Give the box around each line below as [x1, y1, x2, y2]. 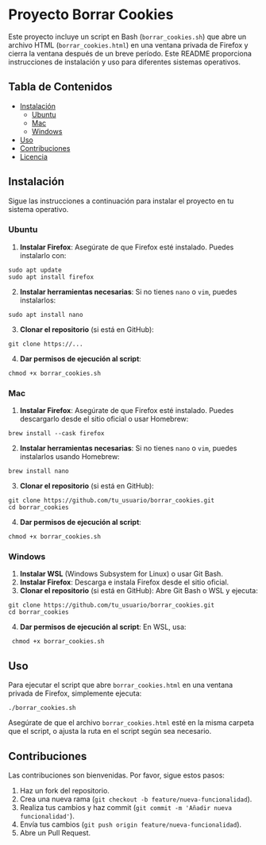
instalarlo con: [19, 250, 67, 260]
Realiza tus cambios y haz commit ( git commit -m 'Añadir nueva [19, 803, 233, 812]
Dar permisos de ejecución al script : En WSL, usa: [19, 622, 187, 632]
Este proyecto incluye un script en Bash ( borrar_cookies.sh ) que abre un [8, 32, 247, 41]
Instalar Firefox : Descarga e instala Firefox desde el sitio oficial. [19, 577, 229, 587]
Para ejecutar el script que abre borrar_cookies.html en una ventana [8, 681, 233, 690]
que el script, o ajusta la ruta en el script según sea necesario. [8, 727, 212, 736]
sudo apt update [8, 266, 62, 274]
